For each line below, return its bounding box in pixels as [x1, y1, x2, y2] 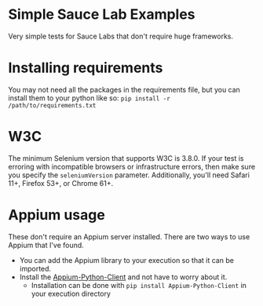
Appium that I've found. [8, 240, 84, 250]
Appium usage [8, 206, 106, 224]
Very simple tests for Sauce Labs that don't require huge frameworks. [8, 31, 234, 41]
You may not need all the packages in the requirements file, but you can [8, 85, 241, 94]
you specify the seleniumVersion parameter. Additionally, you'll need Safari [8, 170, 250, 180]
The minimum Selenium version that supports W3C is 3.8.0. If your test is [8, 153, 244, 162]
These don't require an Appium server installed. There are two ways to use [8, 231, 250, 241]
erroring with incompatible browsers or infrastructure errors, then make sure [8, 162, 256, 171]
